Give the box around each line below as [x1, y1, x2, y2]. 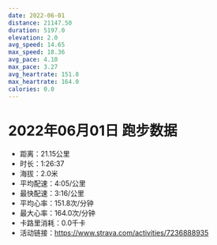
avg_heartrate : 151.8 [8, 70, 80, 78]
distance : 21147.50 [8, 19, 73, 27]
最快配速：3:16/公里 [19, 189, 84, 198]
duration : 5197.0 [8, 26, 65, 34]
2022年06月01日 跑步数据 [8, 122, 178, 139]
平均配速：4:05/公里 [19, 179, 87, 188]
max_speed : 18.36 [8, 48, 65, 56]
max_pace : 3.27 [8, 63, 58, 71]
